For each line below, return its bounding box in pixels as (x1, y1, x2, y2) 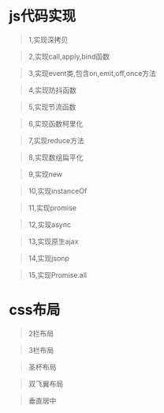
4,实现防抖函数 (28, 85, 77, 95)
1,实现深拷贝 (28, 35, 69, 44)
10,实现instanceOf (28, 186, 88, 195)
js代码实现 (9, 7, 76, 25)
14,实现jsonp (28, 253, 70, 263)
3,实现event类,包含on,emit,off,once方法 (28, 68, 157, 78)
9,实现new (28, 169, 62, 179)
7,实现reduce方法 (28, 135, 85, 145)
